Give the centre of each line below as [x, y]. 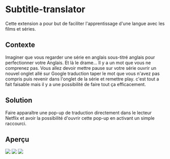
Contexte [20, 45]
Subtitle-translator [45, 9]
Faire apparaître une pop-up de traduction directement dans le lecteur [78, 113]
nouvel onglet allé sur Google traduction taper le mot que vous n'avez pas [82, 73]
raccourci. [16, 123]
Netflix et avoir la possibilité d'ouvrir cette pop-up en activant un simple [80, 118]
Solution [19, 100]
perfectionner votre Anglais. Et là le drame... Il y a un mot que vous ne [78, 63]
